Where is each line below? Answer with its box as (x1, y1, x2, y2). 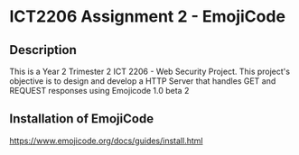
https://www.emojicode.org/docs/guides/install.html (9, 135, 203, 146)
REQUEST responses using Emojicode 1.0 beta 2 (9, 86, 190, 96)
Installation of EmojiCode (9, 111, 154, 127)
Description (9, 42, 77, 58)
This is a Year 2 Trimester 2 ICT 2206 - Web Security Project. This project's (9, 66, 291, 77)
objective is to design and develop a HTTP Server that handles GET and (9, 76, 276, 87)
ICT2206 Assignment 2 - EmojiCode (9, 6, 286, 27)
